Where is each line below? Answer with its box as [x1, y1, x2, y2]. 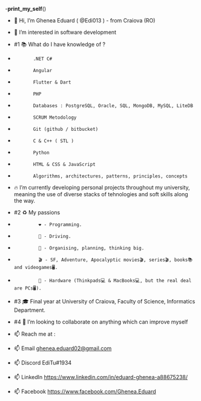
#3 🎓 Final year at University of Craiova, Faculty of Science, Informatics [13, 298, 196, 305]
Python [33, 150, 50, 156]
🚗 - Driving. [38, 233, 71, 239]
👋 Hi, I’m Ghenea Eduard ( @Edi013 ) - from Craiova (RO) [13, 17, 156, 24]
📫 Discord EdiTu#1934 [13, 359, 72, 366]
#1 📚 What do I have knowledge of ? [13, 41, 106, 48]
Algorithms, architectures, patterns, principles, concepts [33, 173, 188, 179]
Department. [13, 307, 46, 314]
